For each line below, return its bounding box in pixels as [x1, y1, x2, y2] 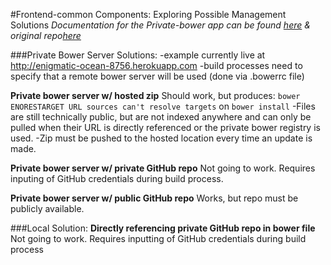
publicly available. [10, 203, 85, 214]
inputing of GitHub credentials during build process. [10, 173, 224, 184]
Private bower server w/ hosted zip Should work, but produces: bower [10, 90, 301, 101]
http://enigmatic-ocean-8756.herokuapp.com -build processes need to [10, 60, 303, 71]
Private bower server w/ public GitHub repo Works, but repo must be [10, 192, 299, 204]
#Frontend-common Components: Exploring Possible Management [10, 9, 287, 20]
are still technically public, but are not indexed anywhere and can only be [10, 111, 312, 123]
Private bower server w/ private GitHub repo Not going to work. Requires [10, 162, 316, 174]
